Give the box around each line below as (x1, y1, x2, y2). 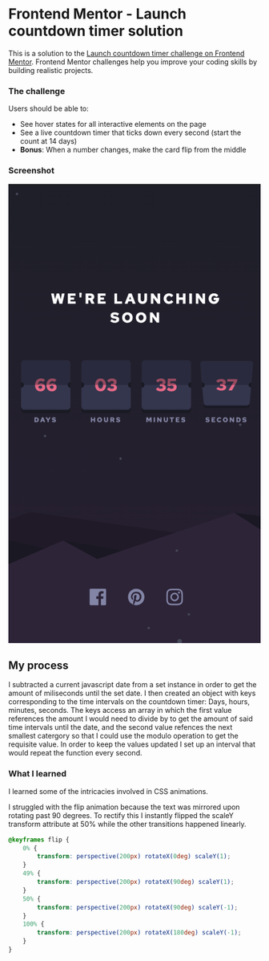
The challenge (8, 85, 66, 96)
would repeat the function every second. (8, 748, 143, 758)
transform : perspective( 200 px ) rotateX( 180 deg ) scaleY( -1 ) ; (37, 929, 242, 937)
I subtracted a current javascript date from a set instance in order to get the (8, 680, 257, 690)
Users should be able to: (8, 104, 90, 113)
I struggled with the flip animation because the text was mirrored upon (8, 802, 240, 812)
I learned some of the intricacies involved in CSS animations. (8, 786, 208, 796)
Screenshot (8, 165, 54, 177)
